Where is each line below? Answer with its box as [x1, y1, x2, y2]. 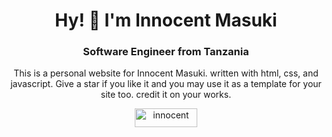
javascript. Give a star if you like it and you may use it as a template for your [10, 78, 322, 90]
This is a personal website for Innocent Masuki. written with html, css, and [13, 67, 319, 79]
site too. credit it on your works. [100, 89, 232, 101]
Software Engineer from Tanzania [82, 45, 250, 59]
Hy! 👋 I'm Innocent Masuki [54, 9, 278, 32]
